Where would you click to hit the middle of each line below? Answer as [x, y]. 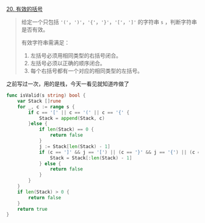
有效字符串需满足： [45, 42]
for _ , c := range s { [46, 107]
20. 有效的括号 [24, 9]
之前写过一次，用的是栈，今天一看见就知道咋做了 [68, 84]
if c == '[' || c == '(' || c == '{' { [79, 112]
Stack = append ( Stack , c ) [72, 118]
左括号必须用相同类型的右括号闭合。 [76, 56]
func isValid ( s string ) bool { [46, 95]
